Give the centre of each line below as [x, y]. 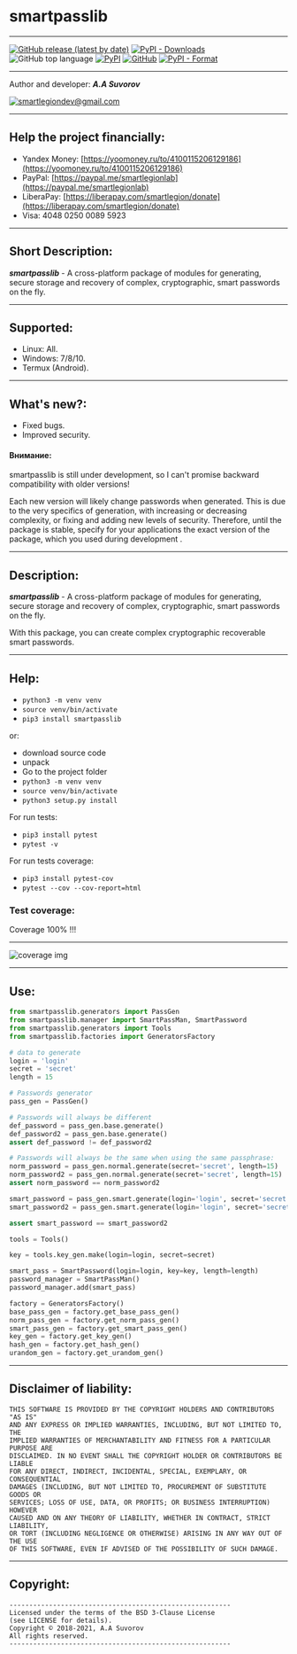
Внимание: [30, 455]
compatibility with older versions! [69, 484]
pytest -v [40, 845]
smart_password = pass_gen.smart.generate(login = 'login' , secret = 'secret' [150, 1198]
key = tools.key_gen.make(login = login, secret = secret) [112, 1255]
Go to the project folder [65, 772]
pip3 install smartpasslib [72, 720]
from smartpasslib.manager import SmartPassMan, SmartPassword [128, 1020]
